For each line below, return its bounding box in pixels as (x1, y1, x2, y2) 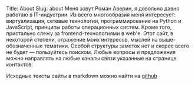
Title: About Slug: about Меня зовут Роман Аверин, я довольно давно (6, 5, 180, 12)
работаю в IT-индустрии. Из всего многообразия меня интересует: (6, 11, 176, 18)
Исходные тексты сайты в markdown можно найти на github (6, 73, 158, 79)
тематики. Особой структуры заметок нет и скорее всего (44, 42, 190, 49)
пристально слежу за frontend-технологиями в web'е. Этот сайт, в (6, 30, 174, 37)
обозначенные (6, 42, 43, 49)
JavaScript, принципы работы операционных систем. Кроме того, (6, 23, 172, 30)
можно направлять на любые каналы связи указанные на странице (6, 55, 177, 62)
